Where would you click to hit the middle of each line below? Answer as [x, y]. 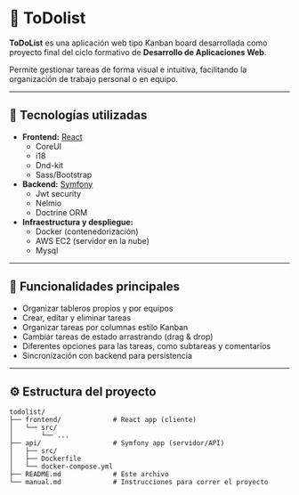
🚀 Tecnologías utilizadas [78, 115]
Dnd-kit [49, 165]
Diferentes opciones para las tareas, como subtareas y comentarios [146, 345]
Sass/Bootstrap [64, 174]
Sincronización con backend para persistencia [107, 355]
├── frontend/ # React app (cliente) [103, 420]
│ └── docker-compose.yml [61, 467]
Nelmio [48, 203]
